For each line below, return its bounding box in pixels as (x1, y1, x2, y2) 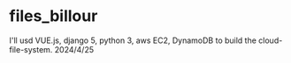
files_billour (9, 6, 98, 26)
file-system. (9, 44, 53, 54)
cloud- (257, 35, 283, 45)
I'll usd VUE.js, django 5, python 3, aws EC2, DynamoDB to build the (9, 35, 257, 45)
